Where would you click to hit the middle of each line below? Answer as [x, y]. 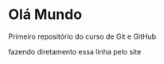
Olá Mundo [45, 15]
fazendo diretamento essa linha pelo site [75, 51]
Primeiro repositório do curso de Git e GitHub [82, 36]
